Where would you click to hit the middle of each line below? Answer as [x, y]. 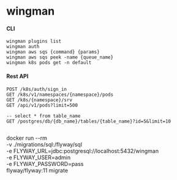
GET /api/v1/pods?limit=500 [42, 105]
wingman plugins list [34, 41]
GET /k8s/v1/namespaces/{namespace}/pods [60, 95]
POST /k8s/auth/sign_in [37, 89]
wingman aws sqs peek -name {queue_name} [60, 57]
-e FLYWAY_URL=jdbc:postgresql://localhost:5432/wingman [83, 151]
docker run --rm [27, 138]
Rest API [17, 76]
